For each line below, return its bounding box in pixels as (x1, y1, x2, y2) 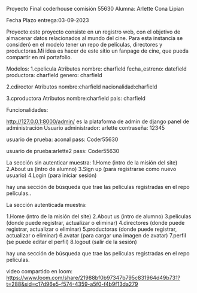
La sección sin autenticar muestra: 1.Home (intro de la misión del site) (6, 159, 178, 166)
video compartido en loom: (6, 268, 73, 274)
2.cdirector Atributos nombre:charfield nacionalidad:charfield (6, 83, 157, 90)
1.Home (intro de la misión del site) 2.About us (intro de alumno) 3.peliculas (6, 213, 192, 220)
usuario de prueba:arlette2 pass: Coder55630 (6, 148, 120, 154)
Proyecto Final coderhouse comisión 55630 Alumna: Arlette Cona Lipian (6, 5, 184, 12)
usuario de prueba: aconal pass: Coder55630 (6, 136, 119, 143)
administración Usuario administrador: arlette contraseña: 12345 (6, 124, 165, 131)
